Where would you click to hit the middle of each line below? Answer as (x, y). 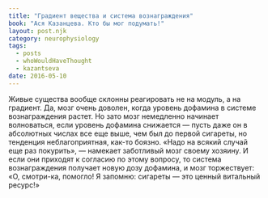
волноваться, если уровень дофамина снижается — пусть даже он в (128, 124)
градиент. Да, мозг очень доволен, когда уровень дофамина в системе (132, 107)
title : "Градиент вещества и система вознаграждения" (101, 16)
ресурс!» (24, 185)
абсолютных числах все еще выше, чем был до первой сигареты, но (128, 133)
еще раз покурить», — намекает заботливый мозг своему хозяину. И (128, 150)
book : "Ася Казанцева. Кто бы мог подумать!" (86, 23)
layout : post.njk (38, 31)
